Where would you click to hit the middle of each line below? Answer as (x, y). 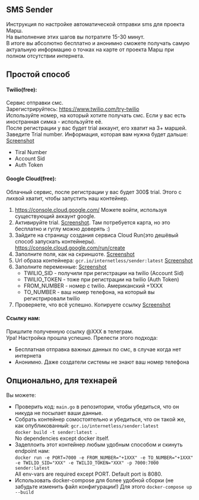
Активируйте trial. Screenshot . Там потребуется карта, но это (92, 222)
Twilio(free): (22, 89)
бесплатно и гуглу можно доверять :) (62, 229)
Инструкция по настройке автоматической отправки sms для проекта (96, 24)
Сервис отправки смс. (35, 103)
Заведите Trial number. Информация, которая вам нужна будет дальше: (97, 135)
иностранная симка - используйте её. (54, 122)
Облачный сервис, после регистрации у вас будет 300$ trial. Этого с (94, 192)
